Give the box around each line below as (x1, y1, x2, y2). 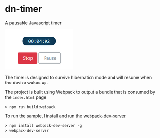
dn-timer (5, 3, 42, 15)
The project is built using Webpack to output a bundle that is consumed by (5, 89, 156, 95)
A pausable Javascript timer (5, 20, 62, 26)
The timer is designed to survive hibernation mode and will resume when (5, 74, 152, 80)
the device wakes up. (5, 80, 48, 85)
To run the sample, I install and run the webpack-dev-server (5, 113, 126, 119)
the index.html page (5, 94, 46, 100)
